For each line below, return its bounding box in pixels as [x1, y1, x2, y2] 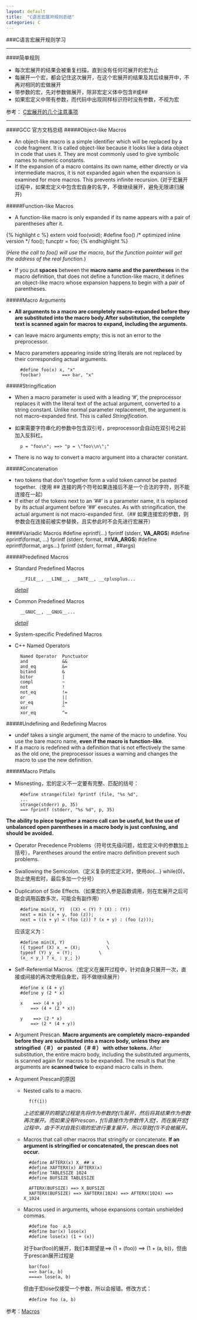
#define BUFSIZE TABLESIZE [28, 1175, 95, 1181]
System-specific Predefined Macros [14, 631, 103, 638]
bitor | [20, 674, 65, 680]
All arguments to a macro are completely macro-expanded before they [14, 308, 191, 315]
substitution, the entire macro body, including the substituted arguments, [14, 1051, 191, 1058]
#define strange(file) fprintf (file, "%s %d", [20, 792, 139, 798]
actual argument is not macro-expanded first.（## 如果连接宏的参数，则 [14, 511, 189, 518]
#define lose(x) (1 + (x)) [28, 1234, 95, 1240]
